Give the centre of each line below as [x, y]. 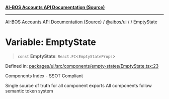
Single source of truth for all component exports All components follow [78, 85]
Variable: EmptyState [51, 42]
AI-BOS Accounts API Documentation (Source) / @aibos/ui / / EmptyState [81, 22]
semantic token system [29, 91]
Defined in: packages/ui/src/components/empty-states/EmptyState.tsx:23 [82, 66]
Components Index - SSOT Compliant [44, 76]
